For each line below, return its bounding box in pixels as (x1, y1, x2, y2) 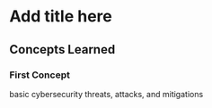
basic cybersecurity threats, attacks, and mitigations (9, 88, 204, 99)
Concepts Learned (9, 42, 116, 57)
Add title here (9, 6, 112, 27)
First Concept (9, 69, 70, 81)
